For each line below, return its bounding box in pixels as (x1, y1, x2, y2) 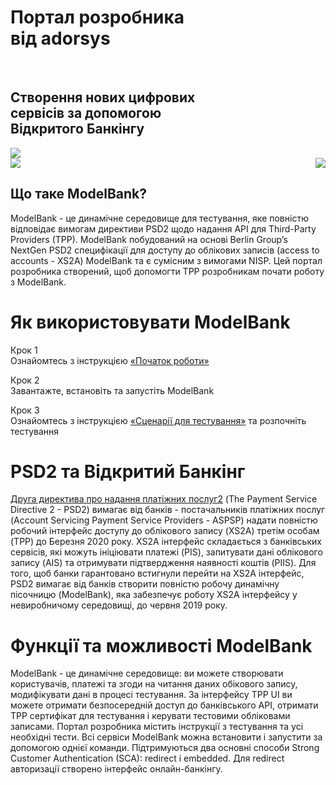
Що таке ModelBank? (10, 186, 148, 203)
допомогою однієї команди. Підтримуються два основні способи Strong (10, 742, 320, 754)
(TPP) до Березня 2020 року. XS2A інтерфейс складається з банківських (10, 536, 322, 548)
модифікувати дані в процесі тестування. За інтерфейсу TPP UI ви (10, 689, 293, 701)
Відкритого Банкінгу (10, 121, 145, 138)
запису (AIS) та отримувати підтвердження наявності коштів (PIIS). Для (10, 557, 317, 569)
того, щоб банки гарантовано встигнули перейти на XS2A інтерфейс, (10, 567, 305, 580)
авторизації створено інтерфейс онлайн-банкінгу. (10, 763, 223, 775)
